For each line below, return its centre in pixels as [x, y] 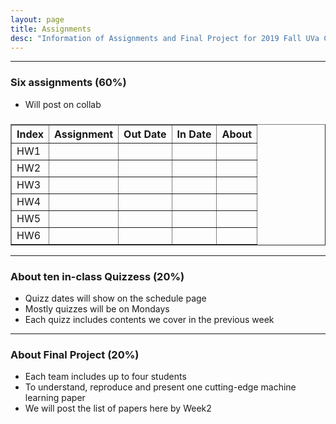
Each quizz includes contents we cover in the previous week [149, 319]
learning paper [55, 398]
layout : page [37, 19]
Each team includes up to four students [105, 377]
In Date [194, 134]
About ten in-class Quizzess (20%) [97, 276]
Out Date [145, 134]
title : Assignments [51, 29]
